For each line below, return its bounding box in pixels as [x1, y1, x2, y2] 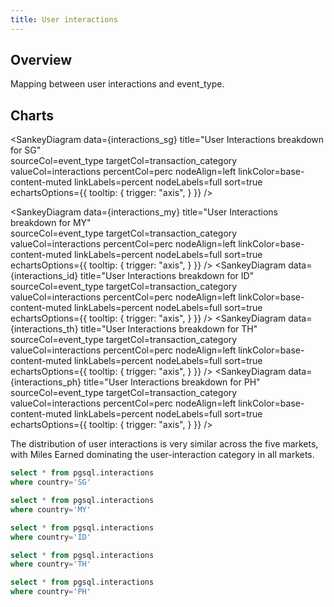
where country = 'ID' [10, 532, 92, 542]
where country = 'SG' [10, 477, 92, 488]
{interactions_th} [10, 323, 79, 335]
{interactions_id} [10, 270, 79, 282]
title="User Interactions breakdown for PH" [83, 376, 261, 388]
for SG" [10, 144, 42, 156]
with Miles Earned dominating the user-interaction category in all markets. [10, 449, 315, 461]
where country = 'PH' [10, 587, 92, 597]
